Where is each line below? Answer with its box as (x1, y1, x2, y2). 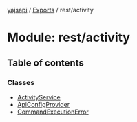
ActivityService (17, 93, 61, 101)
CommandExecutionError (17, 108, 89, 116)
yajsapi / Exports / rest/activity (7, 6, 94, 14)
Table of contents (7, 57, 84, 69)
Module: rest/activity (7, 30, 131, 45)
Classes (7, 77, 35, 87)
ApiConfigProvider (17, 100, 70, 108)
